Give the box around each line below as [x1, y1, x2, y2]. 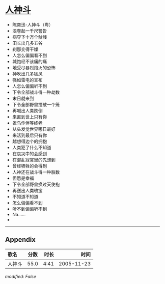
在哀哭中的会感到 [12, 150, 47, 156]
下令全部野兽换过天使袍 [12, 181, 60, 187]
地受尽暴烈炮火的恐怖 [12, 64, 55, 70]
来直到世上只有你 [12, 114, 47, 119]
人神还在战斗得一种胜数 [12, 169, 60, 175]
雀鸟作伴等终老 [12, 120, 43, 126]
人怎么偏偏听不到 [12, 83, 47, 89]
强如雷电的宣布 [12, 77, 43, 83]
